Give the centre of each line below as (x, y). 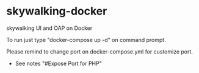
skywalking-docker (57, 11)
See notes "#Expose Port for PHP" (58, 63)
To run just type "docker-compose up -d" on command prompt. (86, 40)
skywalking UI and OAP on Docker (49, 28)
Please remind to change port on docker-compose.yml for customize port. (100, 51)
